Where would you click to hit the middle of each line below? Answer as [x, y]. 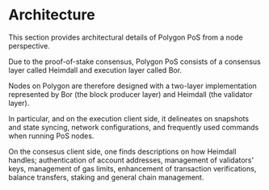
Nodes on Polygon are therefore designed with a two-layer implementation [132, 86]
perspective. [29, 45]
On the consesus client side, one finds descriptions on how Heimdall [122, 151]
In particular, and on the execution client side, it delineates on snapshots [128, 118]
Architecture [52, 15]
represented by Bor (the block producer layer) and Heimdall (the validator [130, 94]
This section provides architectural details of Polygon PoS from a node [126, 37]
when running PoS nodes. [51, 136]
